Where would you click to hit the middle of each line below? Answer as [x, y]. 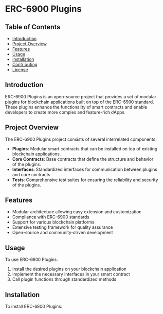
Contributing [25, 65]
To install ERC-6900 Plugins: [34, 306]
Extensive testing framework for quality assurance [63, 227]
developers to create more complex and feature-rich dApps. [65, 112]
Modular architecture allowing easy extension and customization [77, 212]
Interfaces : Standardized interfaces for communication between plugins [84, 169]
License [20, 70]
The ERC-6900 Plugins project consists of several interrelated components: [81, 139]
